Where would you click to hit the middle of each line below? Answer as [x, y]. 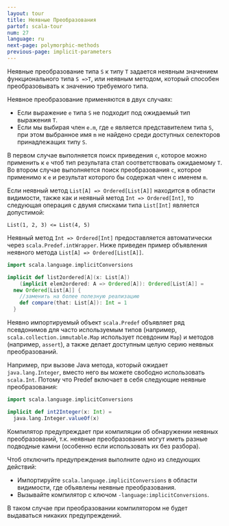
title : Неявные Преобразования [52, 20]
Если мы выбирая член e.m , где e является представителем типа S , [115, 127]
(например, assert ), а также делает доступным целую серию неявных [110, 344]
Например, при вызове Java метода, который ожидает [87, 365]
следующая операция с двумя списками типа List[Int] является [103, 205]
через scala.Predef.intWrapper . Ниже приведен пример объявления [107, 245]
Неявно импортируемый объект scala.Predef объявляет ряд [96, 322]
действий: [22, 467]
